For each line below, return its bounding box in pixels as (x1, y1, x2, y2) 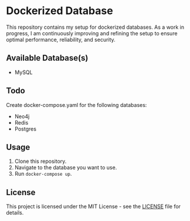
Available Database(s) (6, 53, 89, 63)
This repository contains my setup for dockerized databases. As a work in (6, 24, 185, 31)
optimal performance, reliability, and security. (6, 36, 116, 43)
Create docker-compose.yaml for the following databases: (6, 101, 147, 108)
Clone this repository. (14, 158, 67, 165)
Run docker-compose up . (14, 170, 72, 178)
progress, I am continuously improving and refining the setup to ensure (6, 29, 178, 36)
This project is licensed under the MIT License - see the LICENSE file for (6, 203, 181, 210)
